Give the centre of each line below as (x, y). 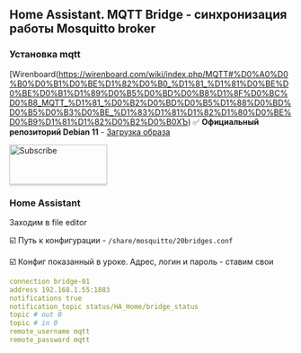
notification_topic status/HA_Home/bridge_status (104, 306)
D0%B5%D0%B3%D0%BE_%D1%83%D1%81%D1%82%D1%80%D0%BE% (150, 112)
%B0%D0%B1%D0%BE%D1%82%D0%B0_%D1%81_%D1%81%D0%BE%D (149, 84)
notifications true (46, 298)
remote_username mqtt (50, 331)
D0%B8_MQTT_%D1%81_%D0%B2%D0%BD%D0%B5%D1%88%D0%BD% (150, 102)
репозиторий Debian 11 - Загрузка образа (90, 132)
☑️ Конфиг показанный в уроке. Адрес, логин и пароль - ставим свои (142, 261)
